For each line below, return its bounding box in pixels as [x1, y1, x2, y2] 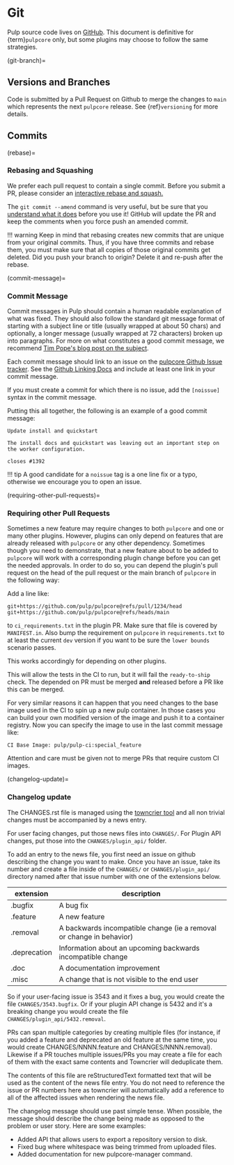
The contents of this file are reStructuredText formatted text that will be [7, 1071, 212, 1079]
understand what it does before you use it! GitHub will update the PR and [7, 210, 217, 218]
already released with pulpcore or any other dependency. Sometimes [7, 539, 205, 547]
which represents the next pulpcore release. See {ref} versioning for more [7, 102, 219, 111]
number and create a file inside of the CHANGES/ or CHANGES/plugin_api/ [7, 865, 210, 873]
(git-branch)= [7, 56, 47, 64]
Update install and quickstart [7, 428, 98, 435]
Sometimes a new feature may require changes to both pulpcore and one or [7, 524, 224, 533]
